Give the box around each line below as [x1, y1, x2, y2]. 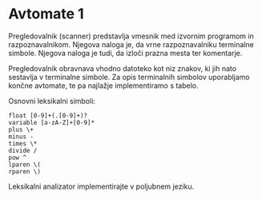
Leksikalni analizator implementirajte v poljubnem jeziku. [8, 181, 195, 191]
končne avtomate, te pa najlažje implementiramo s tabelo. [8, 81, 199, 90]
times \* [8, 139, 38, 148]
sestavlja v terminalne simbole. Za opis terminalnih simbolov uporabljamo [8, 72, 250, 82]
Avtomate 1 [8, 5, 84, 23]
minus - [8, 133, 34, 141]
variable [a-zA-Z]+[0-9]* [8, 118, 95, 126]
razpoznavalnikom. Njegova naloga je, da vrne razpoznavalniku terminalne [8, 39, 254, 49]
